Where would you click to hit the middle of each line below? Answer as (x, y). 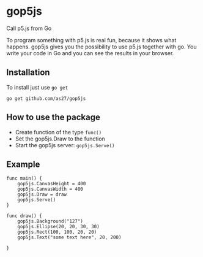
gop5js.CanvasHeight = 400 (52, 184)
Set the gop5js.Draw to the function (60, 139)
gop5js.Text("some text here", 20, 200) (69, 237)
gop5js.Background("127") (50, 221)
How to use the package (54, 117)
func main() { (24, 178)
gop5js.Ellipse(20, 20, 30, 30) (58, 227)
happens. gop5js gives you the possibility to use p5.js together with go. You (102, 47)
